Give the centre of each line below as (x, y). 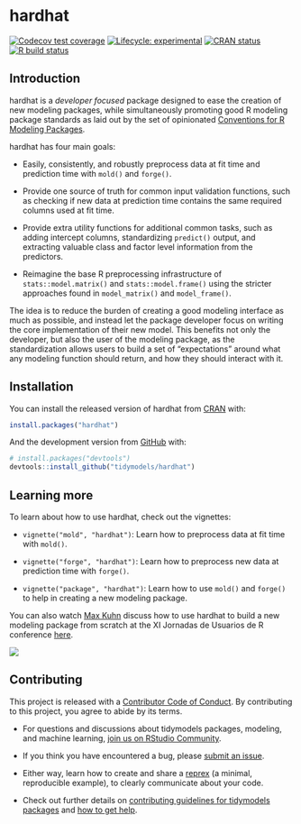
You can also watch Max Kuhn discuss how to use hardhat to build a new (145, 615)
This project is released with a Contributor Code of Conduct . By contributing (151, 701)
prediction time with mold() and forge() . (97, 173)
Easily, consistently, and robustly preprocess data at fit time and (141, 164)
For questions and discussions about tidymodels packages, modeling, (152, 728)
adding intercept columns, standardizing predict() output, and (139, 237)
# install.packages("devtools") (70, 459)
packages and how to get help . (80, 810)
